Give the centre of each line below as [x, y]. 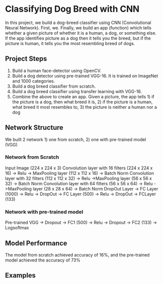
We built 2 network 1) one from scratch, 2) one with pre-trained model [76, 139]
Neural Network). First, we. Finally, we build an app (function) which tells [78, 27]
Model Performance [36, 243]
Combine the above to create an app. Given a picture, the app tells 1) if [83, 96]
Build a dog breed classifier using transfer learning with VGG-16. [77, 91]
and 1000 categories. [34, 81]
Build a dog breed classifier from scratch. [54, 86]
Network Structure [34, 128]
